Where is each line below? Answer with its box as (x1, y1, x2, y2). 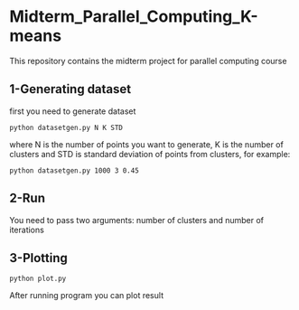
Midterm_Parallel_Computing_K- (9, 6, 259, 27)
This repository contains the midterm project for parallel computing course (9, 55, 287, 66)
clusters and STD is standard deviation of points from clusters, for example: (9, 148, 291, 159)
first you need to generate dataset (9, 106, 136, 117)
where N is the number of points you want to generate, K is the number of (9, 138, 285, 150)
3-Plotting (9, 250, 68, 266)
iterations (9, 224, 45, 235)
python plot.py (9, 274, 67, 284)
